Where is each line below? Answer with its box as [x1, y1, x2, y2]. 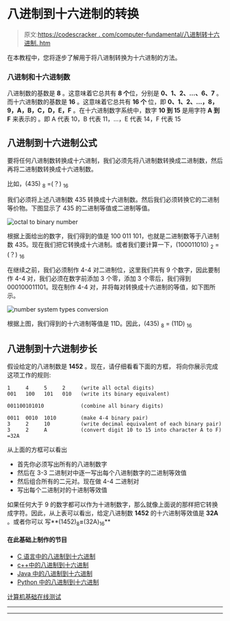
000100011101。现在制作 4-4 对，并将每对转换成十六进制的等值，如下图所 [7, 283, 216, 292]
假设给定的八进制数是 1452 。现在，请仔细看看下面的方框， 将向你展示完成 [7, 362, 218, 371]
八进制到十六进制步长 [7, 342, 97, 354]
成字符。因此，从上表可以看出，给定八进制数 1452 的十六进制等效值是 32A [7, 509, 219, 517]
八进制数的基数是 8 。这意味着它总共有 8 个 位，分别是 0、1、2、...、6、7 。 [7, 89, 222, 97]
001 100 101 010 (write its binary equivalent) [7, 390, 170, 398]
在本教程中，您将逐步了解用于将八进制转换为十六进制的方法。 [7, 53, 181, 62]
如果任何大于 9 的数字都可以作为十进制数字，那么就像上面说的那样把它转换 [7, 500, 218, 508]
